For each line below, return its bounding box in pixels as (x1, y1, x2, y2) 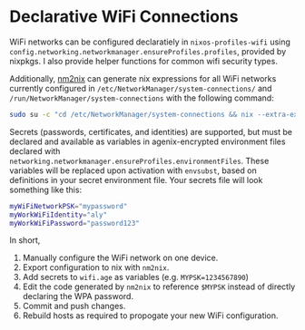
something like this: (9, 184, 83, 195)
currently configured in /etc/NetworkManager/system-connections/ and (9, 82, 272, 93)
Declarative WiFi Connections (9, 6, 239, 27)
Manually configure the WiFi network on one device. (22, 252, 219, 264)
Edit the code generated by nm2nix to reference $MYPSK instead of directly (22, 281, 296, 292)
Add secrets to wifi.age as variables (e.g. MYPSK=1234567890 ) (22, 272, 250, 283)
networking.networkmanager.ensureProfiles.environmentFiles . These (9, 155, 270, 166)
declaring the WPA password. (22, 291, 134, 302)
